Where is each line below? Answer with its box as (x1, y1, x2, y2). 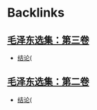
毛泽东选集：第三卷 (7, 34, 89, 46)
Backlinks (7, 5, 65, 21)
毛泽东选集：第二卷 (7, 76, 89, 88)
